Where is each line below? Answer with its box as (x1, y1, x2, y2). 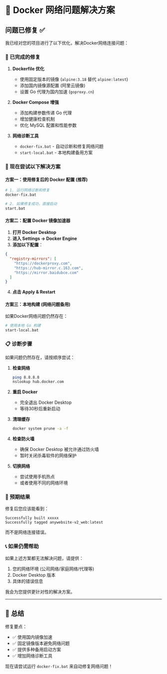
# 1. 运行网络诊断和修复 (5, 188, 50, 193)
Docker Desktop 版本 (12, 572, 56, 578)
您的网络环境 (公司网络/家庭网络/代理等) (12, 566, 94, 572)
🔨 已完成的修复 (5, 53, 41, 60)
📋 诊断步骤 (5, 341, 32, 348)
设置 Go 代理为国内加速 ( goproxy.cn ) (19, 89, 94, 95)
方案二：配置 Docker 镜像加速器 (5, 217, 71, 224)
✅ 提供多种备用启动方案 (12, 646, 61, 652)
